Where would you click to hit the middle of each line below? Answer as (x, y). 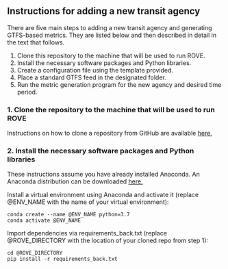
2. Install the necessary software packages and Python (101, 151)
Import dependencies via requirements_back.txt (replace (87, 233)
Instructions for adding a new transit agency (104, 11)
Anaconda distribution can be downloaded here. (75, 181)
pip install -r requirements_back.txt (62, 259)
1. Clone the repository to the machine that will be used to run (111, 110)
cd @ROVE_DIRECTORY (35, 253)
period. (27, 92)
